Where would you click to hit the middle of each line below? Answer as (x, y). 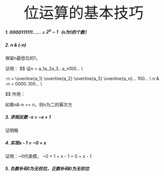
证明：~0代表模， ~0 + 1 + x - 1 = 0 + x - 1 (48, 156)
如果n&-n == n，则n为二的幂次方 (39, 105)
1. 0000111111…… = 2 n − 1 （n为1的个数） (47, 31)
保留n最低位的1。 (23, 58)
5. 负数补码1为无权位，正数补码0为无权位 (47, 169)
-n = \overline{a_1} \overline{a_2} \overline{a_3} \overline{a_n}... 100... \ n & (82, 79)
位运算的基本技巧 (83, 12)
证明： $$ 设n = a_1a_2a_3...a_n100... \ (44, 69)
